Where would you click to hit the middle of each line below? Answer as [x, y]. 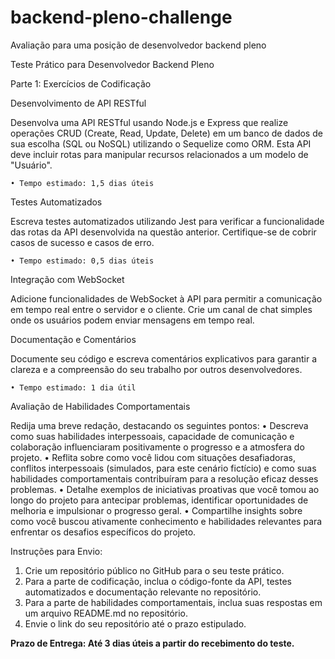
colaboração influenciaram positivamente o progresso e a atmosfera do [157, 447]
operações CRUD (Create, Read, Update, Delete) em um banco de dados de [166, 133]
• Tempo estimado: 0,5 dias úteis [82, 261]
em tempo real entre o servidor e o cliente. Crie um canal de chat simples [161, 309]
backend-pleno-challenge [121, 17]
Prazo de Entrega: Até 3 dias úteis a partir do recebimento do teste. [152, 643]
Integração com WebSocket [67, 279]
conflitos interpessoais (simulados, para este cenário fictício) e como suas [163, 468]
